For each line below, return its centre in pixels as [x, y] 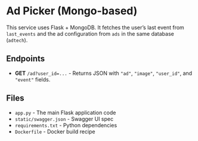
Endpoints [26, 59]
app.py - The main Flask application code [65, 112]
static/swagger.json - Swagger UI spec [64, 119]
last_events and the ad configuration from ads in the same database [90, 33]
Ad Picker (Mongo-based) [72, 11]
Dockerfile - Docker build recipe [55, 131]
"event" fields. [33, 79]
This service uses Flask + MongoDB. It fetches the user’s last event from [95, 27]
